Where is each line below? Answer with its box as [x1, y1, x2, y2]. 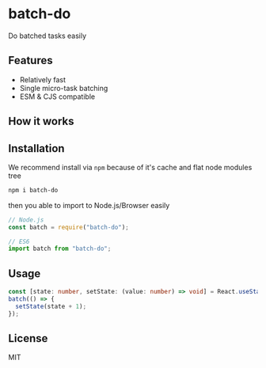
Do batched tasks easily [8, 31, 87, 40]
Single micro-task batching [19, 83, 108, 93]
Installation [8, 142, 65, 155]
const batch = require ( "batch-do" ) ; [8, 223, 129, 231]
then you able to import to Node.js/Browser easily [8, 200, 170, 210]
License [8, 332, 48, 345]
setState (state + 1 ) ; [15, 302, 87, 310]
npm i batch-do [8, 186, 59, 194]
